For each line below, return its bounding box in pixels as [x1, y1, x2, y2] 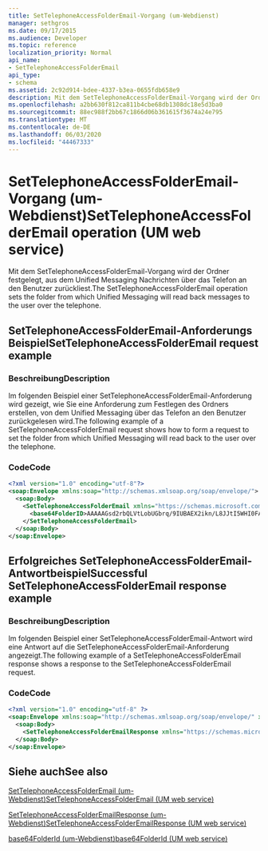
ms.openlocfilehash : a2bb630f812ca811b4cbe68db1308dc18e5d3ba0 [8, 101, 223, 109]
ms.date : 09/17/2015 [8, 26, 77, 34]
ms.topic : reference [8, 42, 77, 50]
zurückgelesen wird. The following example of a [8, 416, 164, 426]
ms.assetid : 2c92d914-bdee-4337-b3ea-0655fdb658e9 [8, 85, 180, 94]
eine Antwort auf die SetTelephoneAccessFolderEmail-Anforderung [8, 642, 230, 652]
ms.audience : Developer [8, 34, 88, 42]
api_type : [8, 71, 41, 79]
